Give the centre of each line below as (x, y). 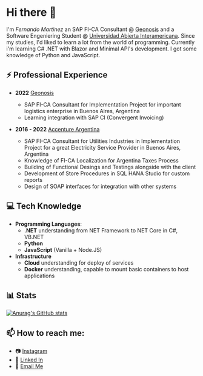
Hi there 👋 (31, 12)
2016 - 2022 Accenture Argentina (57, 129)
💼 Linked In (29, 360)
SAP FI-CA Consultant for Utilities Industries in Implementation (102, 141)
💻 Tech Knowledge (44, 206)
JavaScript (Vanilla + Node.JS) (63, 249)
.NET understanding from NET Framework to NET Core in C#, (101, 230)
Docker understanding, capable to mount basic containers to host (106, 269)
